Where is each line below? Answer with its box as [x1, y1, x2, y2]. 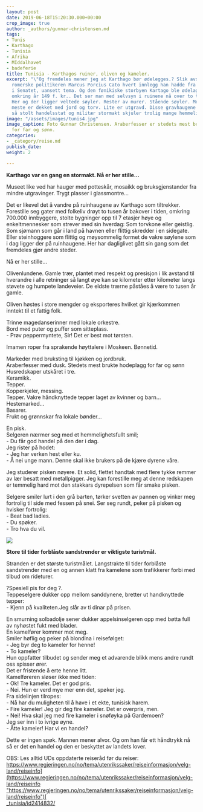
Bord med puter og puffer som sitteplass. [6, 325, 109, 333]
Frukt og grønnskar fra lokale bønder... [6, 412, 102, 420]
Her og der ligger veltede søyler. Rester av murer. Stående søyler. [11, 99, 190, 105]
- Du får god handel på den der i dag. [6, 437, 99, 444]
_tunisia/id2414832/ [6, 799, 56, 807]
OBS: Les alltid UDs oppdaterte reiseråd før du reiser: [6, 754, 139, 762]
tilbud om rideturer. [6, 573, 54, 580]
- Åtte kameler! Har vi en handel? [6, 724, 89, 732]
